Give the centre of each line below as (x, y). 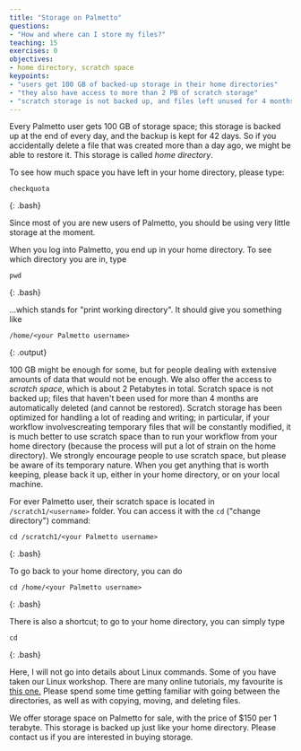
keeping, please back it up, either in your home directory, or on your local (145, 475)
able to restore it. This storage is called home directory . (111, 155)
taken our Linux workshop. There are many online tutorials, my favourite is (146, 682)
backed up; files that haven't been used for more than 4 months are (134, 398)
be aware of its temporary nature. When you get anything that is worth (139, 465)
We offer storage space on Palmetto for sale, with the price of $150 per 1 (143, 718)
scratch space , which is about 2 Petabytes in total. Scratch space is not (142, 389)
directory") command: (50, 520)
